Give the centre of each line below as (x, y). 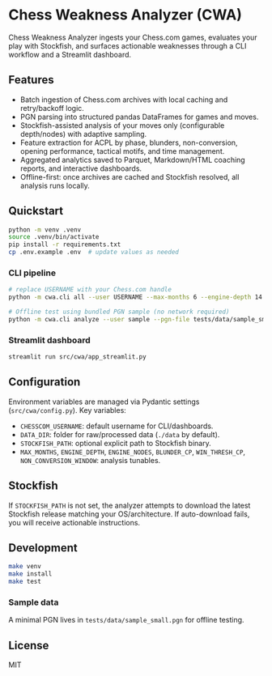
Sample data (34, 602)
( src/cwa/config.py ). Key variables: (68, 410)
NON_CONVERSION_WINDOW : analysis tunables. (90, 460)
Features (31, 80)
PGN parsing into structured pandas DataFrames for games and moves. (139, 117)
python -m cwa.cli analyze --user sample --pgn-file (99, 319)
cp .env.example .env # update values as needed (94, 253)
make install (30, 574)
